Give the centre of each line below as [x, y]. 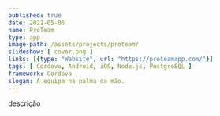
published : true [35, 15]
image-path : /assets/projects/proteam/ [74, 45]
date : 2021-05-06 [37, 23]
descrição [24, 103]
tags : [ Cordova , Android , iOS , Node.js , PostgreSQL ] [100, 67]
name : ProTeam [32, 30]
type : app [24, 37]
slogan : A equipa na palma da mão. [67, 81]
